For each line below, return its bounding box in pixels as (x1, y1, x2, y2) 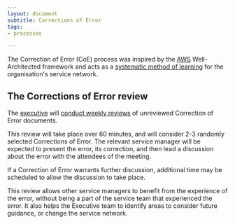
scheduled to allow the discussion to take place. (7, 173, 145, 182)
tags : (7, 23, 23, 30)
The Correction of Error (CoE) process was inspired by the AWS (7, 55, 191, 64)
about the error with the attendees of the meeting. (7, 152, 152, 161)
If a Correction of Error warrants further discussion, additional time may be (7, 166, 222, 174)
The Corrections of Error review (7, 90, 148, 102)
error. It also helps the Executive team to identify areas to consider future (7, 202, 218, 210)
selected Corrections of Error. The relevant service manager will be (7, 137, 201, 146)
